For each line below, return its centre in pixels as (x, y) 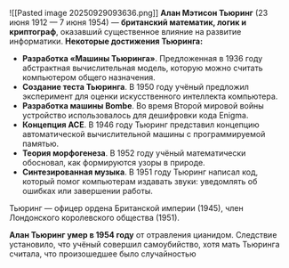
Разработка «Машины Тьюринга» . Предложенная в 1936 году (142, 58)
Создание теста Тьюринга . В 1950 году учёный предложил (135, 87)
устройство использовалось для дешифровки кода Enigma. (135, 115)
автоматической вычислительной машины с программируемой (144, 134)
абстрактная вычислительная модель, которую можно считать (143, 68)
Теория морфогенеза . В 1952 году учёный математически (134, 153)
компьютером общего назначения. (88, 77)
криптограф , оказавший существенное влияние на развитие (125, 32)
